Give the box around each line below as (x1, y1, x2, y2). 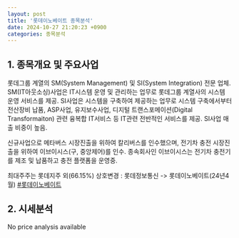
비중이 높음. (14, 123, 48, 132)
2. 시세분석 (7, 203, 54, 215)
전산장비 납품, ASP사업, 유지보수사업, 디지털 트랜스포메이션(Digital (7, 105, 193, 114)
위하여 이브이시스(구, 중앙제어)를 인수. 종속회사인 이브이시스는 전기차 (20, 148, 212, 156)
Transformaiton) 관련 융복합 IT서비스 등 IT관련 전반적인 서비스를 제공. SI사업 (7, 115, 222, 123)
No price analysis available (7, 222, 86, 231)
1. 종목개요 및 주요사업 (7, 58, 99, 71)
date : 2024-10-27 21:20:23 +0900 (7, 24, 107, 31)
